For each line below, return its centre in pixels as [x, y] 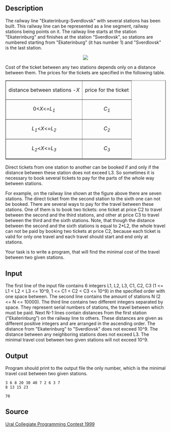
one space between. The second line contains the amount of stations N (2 [83, 296]
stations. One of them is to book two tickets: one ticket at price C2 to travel [84, 210]
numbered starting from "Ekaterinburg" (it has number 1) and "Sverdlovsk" [83, 42]
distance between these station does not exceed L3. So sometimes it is [80, 173]
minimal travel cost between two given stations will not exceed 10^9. [77, 340]
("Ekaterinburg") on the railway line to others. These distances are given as [84, 318]
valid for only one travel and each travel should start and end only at [77, 237]
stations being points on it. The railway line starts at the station [71, 31]
